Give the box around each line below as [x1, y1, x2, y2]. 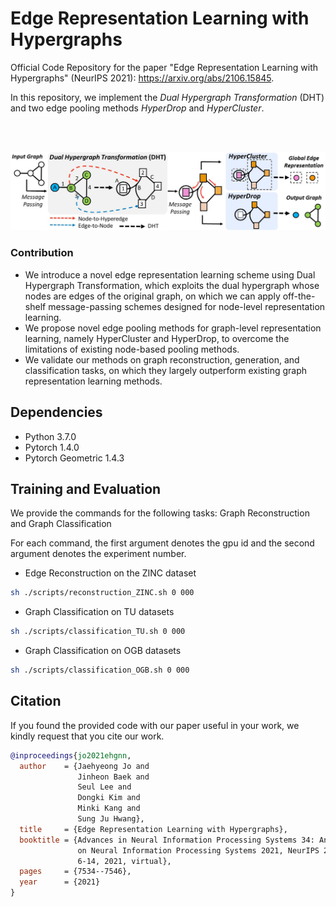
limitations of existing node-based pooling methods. [24, 343, 240, 355]
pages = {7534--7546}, [19, 867, 132, 877]
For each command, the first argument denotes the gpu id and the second [10, 537, 315, 549]
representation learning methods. [24, 375, 163, 387]
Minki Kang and [77, 803, 141, 814]
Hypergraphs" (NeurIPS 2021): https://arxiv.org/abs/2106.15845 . [10, 72, 275, 84]
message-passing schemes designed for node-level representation [48, 300, 326, 312]
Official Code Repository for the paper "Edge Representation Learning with [10, 61, 319, 73]
